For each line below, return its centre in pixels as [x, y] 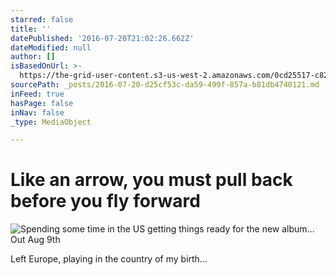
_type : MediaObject [51, 122]
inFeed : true [37, 94]
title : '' [31, 29]
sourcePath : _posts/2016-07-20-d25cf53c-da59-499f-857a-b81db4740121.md [165, 85]
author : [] [33, 57]
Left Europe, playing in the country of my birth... [109, 259]
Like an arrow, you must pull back [151, 180]
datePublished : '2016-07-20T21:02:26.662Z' [102, 38]
